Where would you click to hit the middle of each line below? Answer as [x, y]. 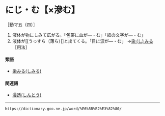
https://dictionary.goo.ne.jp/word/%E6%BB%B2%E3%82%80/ [63, 109]
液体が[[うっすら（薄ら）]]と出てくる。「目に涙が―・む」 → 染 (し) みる [83, 41]
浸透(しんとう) [27, 95]
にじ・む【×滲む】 [42, 10]
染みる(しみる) [27, 71]
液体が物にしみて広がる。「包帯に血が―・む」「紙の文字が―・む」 [79, 35]
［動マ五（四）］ [21, 24]
